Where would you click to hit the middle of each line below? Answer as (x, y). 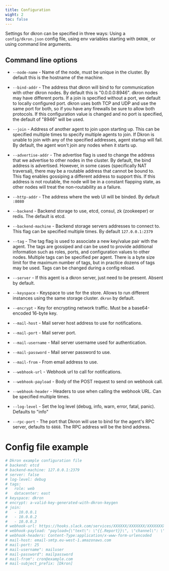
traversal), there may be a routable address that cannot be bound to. (83, 171)
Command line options (41, 60)
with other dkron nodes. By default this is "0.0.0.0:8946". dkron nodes (85, 93)
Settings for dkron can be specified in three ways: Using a (65, 34)
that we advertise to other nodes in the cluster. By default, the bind (81, 160)
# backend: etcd (22, 465)
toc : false (17, 19)
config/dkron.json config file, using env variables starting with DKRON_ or (80, 39)
